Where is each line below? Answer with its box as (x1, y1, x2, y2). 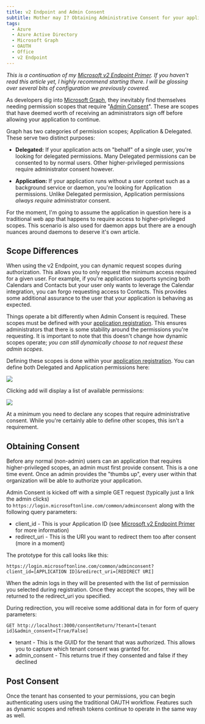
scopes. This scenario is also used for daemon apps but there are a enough (6, 222, 196, 229)
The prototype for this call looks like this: (6, 551, 109, 559)
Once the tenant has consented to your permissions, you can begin (6, 692, 176, 700)
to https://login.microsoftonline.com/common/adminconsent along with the (6, 502, 195, 509)
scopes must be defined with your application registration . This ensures (6, 319, 187, 327)
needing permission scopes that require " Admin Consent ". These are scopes (6, 102, 199, 110)
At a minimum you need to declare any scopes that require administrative (6, 411, 190, 418)
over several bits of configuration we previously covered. (6, 84, 150, 92)
